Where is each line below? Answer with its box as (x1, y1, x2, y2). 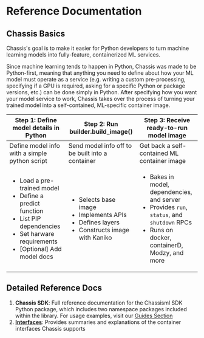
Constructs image (78, 226, 129, 234)
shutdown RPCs (149, 218, 192, 226)
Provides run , (149, 203, 188, 211)
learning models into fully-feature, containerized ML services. (6, 51, 161, 58)
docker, (149, 233, 172, 241)
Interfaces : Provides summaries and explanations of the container (15, 318, 182, 326)
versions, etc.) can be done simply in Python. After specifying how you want (6, 89, 197, 95)
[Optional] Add (19, 245, 62, 253)
